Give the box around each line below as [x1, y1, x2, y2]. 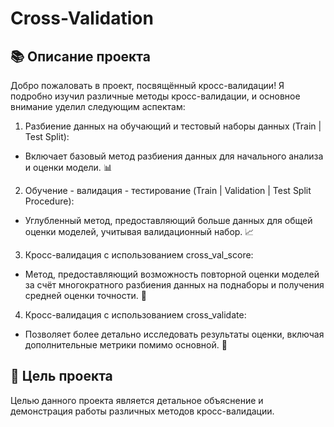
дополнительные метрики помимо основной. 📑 [24, 339, 228, 351]
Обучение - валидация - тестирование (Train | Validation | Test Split [24, 185, 312, 196]
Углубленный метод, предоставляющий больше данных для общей [24, 215, 313, 226]
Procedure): [24, 195, 75, 207]
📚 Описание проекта [10, 48, 151, 65]
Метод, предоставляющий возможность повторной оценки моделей [24, 268, 320, 280]
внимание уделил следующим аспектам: [10, 101, 186, 112]
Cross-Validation [10, 7, 154, 30]
